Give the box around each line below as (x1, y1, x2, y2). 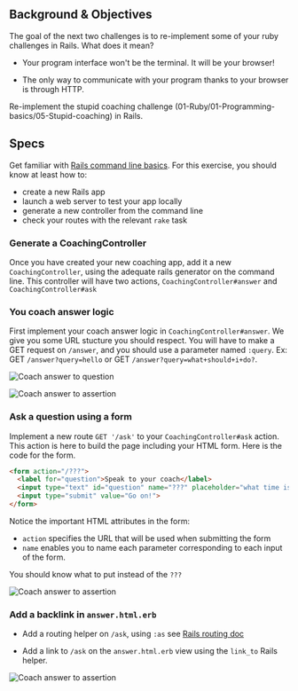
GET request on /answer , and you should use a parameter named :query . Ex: (9, 345, 288, 356)
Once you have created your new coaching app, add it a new (9, 256, 232, 267)
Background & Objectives (9, 7, 153, 22)
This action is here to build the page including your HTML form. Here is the (9, 440, 282, 451)
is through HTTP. (21, 83, 84, 94)
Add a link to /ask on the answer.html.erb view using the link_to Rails (21, 646, 278, 656)
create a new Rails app (21, 186, 106, 197)
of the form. (21, 552, 67, 562)
